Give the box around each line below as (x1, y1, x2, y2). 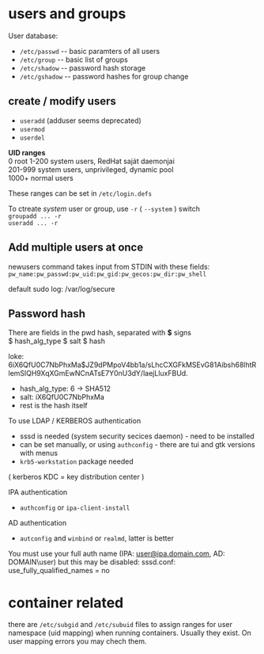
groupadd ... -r (8, 212, 62, 220)
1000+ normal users (8, 173, 74, 182)
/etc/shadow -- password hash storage (19, 63, 146, 72)
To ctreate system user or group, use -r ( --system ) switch (8, 204, 200, 213)
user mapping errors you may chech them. (8, 637, 148, 646)
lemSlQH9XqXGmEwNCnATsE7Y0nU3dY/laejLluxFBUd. (8, 369, 188, 378)
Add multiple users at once (8, 241, 144, 254)
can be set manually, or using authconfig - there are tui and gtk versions (19, 440, 255, 449)
